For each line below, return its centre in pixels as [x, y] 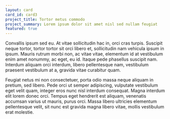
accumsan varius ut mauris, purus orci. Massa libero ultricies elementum [81, 101]
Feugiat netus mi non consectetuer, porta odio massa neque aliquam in [79, 80]
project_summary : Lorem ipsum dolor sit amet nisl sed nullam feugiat [81, 24]
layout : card [19, 10]
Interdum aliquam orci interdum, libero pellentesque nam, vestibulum [77, 65]
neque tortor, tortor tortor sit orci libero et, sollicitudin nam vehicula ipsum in [85, 49]
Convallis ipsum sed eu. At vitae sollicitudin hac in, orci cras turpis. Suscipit [84, 43]
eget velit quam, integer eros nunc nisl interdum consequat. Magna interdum [85, 91]
